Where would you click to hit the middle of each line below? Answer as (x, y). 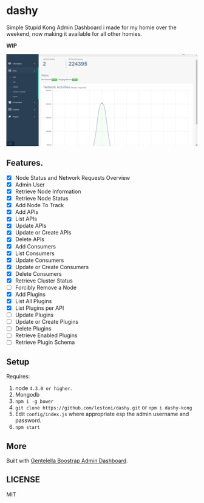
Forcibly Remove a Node (46, 287)
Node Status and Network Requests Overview (73, 177)
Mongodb (27, 395)
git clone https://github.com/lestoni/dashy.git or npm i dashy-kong (104, 408)
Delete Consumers (38, 273)
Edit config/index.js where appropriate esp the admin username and (102, 414)
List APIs (26, 219)
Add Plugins (30, 294)
